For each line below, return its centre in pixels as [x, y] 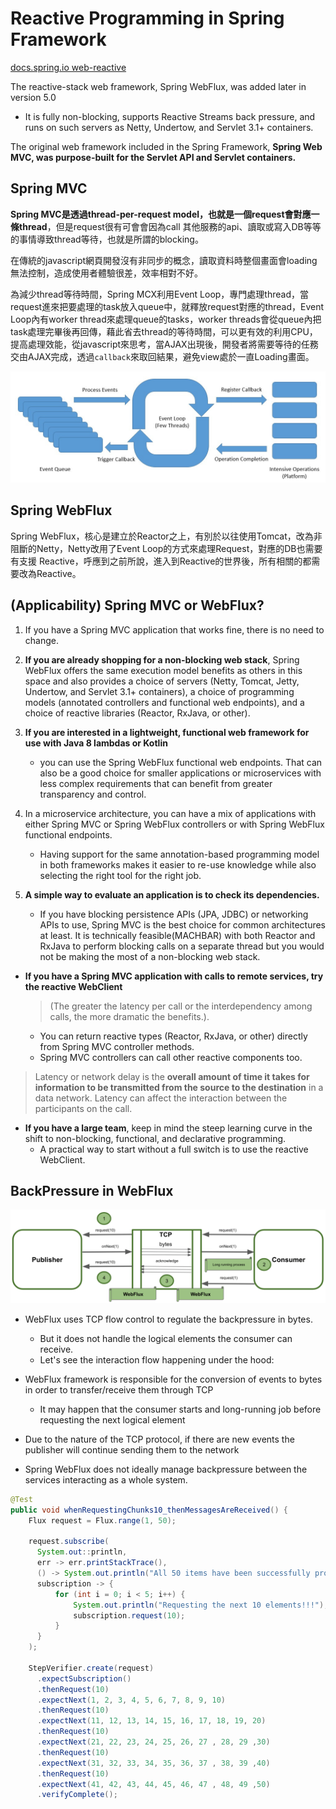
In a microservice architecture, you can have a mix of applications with [170, 813]
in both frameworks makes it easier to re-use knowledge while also [178, 864]
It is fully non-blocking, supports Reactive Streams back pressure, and [170, 116]
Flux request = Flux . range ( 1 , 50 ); [102, 1520]
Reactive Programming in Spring [147, 18]
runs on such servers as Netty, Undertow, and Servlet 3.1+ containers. [169, 127]
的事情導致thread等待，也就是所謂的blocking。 [107, 239]
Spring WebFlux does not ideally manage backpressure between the [166, 1469]
